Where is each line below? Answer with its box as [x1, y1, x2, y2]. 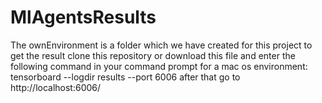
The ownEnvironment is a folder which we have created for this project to [10, 39, 313, 51]
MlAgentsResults [10, 6, 157, 29]
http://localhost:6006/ [10, 81, 102, 93]
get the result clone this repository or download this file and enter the [10, 49, 296, 61]
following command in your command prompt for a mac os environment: [10, 60, 308, 72]
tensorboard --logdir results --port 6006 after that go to [10, 71, 241, 83]
